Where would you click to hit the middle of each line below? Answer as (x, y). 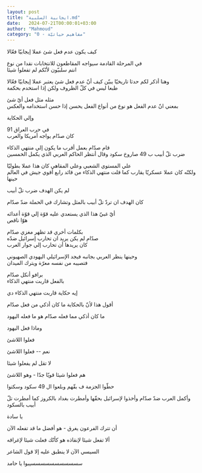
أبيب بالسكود (21, 405)
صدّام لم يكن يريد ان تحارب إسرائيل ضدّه (53, 238)
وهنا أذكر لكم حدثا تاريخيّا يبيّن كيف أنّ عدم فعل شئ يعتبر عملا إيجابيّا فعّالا (88, 82)
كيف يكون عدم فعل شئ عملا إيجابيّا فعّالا (52, 51)
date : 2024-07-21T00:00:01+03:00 (52, 23)
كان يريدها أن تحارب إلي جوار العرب (47, 245)
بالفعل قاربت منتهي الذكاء (36, 281)
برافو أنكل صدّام (25, 275)
